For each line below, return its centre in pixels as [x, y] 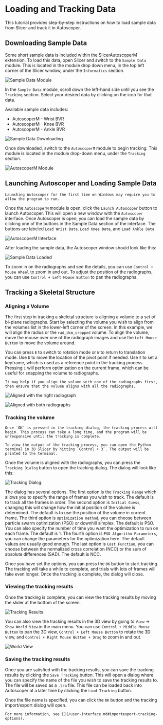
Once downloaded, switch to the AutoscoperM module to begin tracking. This [81, 148]
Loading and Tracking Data [61, 9]
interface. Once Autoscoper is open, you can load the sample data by [75, 218]
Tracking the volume [30, 417]
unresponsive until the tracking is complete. [53, 436]
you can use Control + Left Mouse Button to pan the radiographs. [71, 277]
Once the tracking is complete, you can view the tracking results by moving [81, 597]
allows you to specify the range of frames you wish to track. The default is [80, 497]
